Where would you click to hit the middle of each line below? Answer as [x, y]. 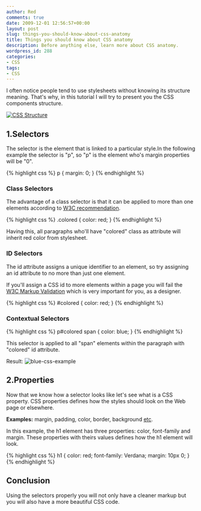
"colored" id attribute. [33, 350]
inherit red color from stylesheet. [47, 238]
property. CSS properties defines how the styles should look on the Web [96, 401]
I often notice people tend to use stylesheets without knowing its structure [98, 90]
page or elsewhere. [30, 407]
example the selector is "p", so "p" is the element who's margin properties [98, 155]
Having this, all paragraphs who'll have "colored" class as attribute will [94, 231]
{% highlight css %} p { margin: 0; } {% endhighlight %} [75, 173]
